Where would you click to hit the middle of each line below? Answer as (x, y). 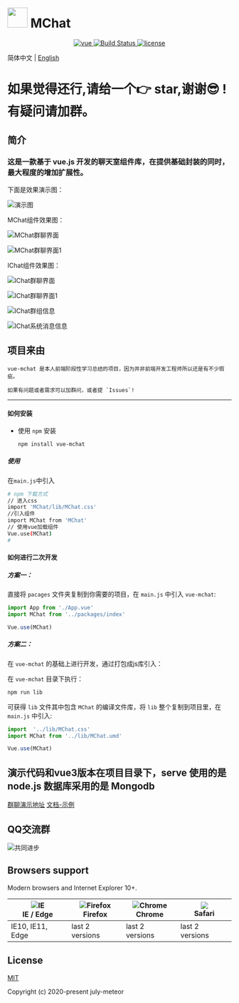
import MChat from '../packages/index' (67, 614)
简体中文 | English (33, 58)
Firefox (95, 914)
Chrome (150, 914)
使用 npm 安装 (37, 431)
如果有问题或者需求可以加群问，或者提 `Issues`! (71, 390)
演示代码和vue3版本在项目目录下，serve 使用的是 (117, 772)
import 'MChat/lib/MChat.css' (52, 507)
